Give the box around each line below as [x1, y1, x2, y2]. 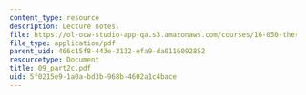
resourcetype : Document [9, 55, 100, 64]
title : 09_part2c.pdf [9, 64, 92, 73]
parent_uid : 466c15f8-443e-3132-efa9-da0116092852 [9, 47, 206, 56]
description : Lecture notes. [9, 22, 120, 31]
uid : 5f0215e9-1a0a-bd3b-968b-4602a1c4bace [9, 72, 178, 81]
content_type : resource [9, 13, 100, 23]
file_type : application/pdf [9, 38, 117, 48]
